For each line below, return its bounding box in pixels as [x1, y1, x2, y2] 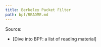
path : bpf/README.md [5, 12, 49, 17]
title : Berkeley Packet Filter [5, 7, 71, 13]
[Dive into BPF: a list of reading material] [12, 36, 97, 42]
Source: [5, 26, 22, 32]
